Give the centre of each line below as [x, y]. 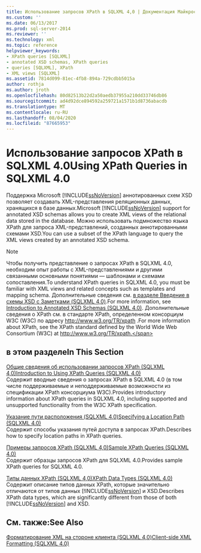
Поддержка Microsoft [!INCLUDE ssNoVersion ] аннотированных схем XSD [99, 195]
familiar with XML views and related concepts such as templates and [91, 289]
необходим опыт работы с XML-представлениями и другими [84, 270]
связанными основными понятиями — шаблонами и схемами [86, 276]
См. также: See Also [45, 523]
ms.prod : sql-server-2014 [38, 29]
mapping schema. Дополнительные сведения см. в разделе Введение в [98, 295]
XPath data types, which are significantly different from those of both [92, 497]
